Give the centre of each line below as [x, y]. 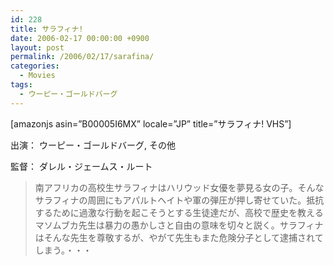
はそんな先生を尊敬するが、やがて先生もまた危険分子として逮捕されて [179, 237]
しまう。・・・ [63, 250]
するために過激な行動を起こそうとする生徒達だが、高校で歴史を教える [179, 212]
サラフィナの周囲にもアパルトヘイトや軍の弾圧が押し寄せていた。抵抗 [179, 200]
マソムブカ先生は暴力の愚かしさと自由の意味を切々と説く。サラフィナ [179, 225]
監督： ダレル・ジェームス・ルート [81, 166]
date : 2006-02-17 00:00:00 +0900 [80, 38]
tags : [21, 85]
